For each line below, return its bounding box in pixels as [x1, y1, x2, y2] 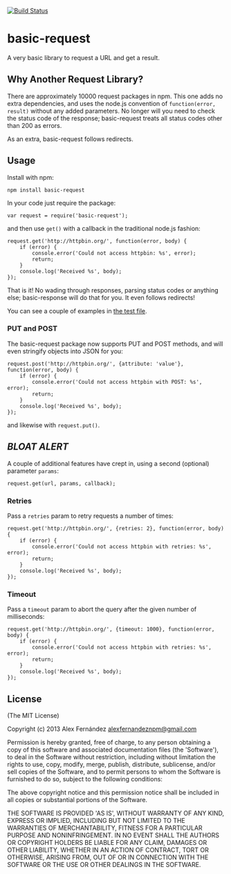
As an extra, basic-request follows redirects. [7, 135, 133, 143]
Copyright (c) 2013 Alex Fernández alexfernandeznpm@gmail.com [7, 725, 197, 733]
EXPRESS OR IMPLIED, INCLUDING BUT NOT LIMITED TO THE [7, 817, 185, 825]
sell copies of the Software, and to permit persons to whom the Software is [7, 768, 221, 776]
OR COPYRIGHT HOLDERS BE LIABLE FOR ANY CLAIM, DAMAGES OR [7, 839, 207, 847]
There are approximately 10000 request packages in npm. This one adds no [7, 92, 223, 100]
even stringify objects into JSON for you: [7, 346, 123, 355]
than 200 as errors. [7, 121, 62, 129]
